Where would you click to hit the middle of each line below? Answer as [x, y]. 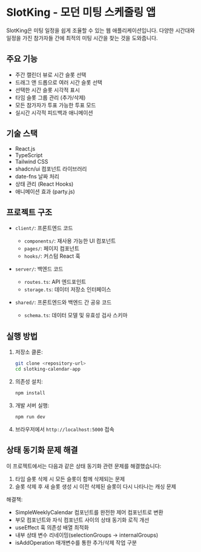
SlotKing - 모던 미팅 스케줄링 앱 [81, 12]
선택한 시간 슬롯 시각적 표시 [48, 90]
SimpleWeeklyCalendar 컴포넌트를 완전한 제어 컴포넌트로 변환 [89, 512]
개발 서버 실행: [32, 405]
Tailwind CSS [31, 161]
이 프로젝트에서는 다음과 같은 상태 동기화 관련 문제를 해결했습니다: [84, 466]
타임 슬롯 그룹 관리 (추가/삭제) [50, 97]
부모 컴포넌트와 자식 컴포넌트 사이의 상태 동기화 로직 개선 [82, 520]
